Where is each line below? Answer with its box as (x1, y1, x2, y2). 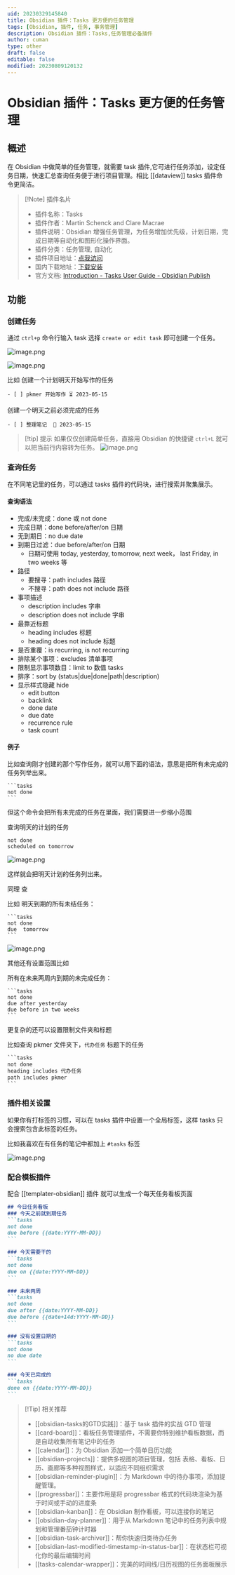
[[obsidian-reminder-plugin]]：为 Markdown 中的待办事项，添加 (34, 1472, 220, 1480)
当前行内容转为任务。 (36, 443, 99, 452)
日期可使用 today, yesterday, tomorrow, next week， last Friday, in (27, 549, 219, 558)
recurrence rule (27, 718, 74, 727)
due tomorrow (7, 926, 49, 933)
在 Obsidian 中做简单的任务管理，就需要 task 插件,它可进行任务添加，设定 (7, 162, 220, 170)
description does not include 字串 (27, 610, 125, 619)
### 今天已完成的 (7, 1372, 51, 1379)
